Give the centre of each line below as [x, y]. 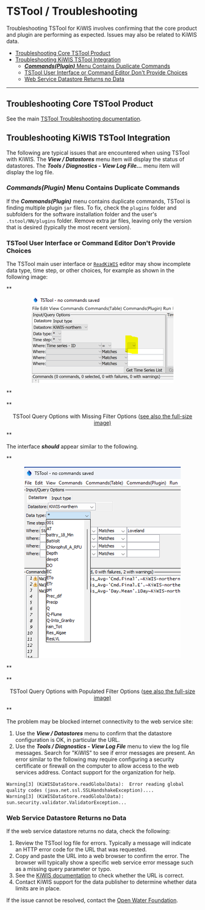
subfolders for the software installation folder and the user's [82, 214]
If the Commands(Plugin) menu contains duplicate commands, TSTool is [98, 201]
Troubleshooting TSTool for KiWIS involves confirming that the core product [102, 28]
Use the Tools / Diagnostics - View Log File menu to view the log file [102, 746]
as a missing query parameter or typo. [63, 869]
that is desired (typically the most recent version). [69, 227]
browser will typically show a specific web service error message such [104, 862]
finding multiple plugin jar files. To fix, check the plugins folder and [92, 207]
